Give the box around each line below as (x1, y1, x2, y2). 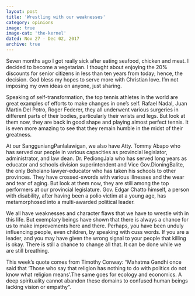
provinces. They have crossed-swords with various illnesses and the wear (6, 173, 184, 181)
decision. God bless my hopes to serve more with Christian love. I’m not (6, 76, 179, 83)
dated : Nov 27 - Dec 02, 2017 (6, 36, 80, 42)
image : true (6, 25, 35, 31)
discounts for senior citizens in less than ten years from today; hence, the (6, 70, 183, 77)
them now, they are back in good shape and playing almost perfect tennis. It (6, 118, 189, 125)
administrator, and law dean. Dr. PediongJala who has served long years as (6, 155, 187, 162)
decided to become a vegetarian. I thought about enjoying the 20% (6, 63, 168, 70)
